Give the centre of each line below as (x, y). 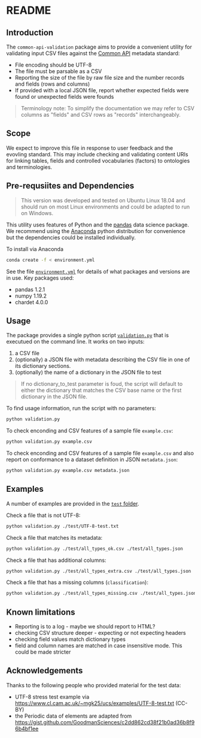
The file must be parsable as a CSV (58, 71)
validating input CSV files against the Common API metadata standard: (93, 53)
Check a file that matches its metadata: (54, 537)
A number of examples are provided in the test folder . (73, 503)
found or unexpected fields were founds (64, 97)
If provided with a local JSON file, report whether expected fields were (102, 90)
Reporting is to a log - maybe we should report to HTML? (85, 627)
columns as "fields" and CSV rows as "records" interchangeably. (100, 115)
